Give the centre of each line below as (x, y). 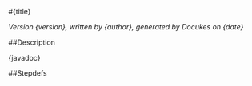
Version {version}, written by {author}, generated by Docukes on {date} (126, 27)
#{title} (20, 12)
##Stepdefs (28, 73)
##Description (32, 42)
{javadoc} (24, 58)
